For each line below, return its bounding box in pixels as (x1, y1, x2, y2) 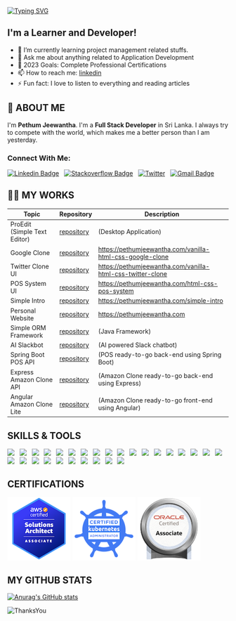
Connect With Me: (7, 153, 71, 163)
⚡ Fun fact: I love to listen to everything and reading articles (17, 79, 190, 87)
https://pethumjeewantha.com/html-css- (98, 280, 218, 288)
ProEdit (10, 220, 32, 228)
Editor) (10, 235, 30, 244)
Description (144, 210, 180, 218)
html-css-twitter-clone (98, 269, 167, 277)
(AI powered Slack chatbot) (98, 341, 178, 349)
